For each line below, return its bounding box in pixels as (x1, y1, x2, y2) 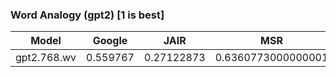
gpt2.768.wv (15, 51, 77, 65)
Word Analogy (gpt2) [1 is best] (10, 8, 165, 22)
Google (92, 34, 128, 48)
